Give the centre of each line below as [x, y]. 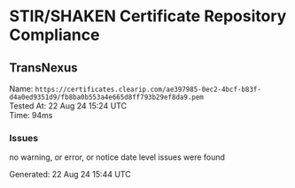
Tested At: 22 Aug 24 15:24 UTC [68, 106]
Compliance [54, 35]
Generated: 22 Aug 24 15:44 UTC [70, 175]
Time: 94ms [31, 115]
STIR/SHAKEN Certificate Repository [148, 16]
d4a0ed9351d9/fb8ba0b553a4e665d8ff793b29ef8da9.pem [106, 97]
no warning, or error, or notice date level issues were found [117, 157]
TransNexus [43, 68]
